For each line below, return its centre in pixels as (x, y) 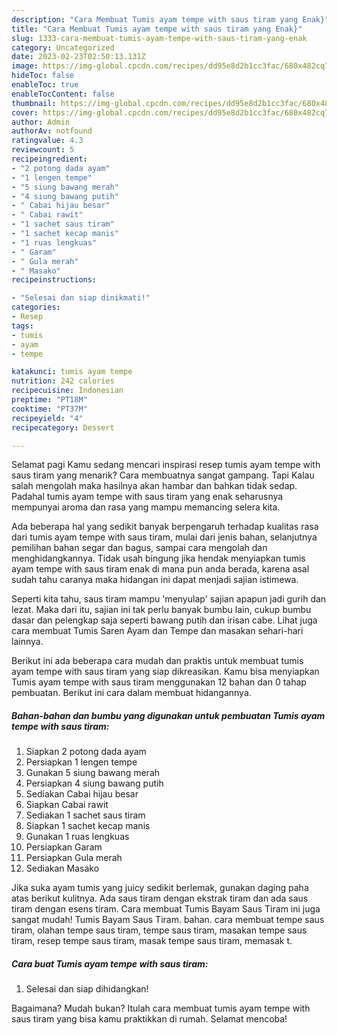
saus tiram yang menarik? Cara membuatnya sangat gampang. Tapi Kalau (163, 475)
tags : (22, 326)
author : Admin (41, 122)
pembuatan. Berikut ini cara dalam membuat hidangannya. (131, 693)
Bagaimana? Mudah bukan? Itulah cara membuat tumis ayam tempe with (161, 1008)
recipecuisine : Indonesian (67, 391)
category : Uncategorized (63, 47)
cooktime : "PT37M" (49, 409)
